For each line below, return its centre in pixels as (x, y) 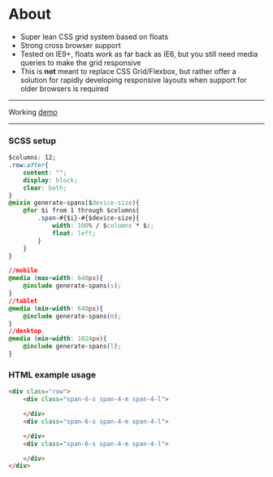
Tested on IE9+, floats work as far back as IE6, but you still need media (139, 54)
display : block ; (51, 180)
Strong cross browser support (70, 45)
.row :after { (28, 165)
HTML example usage (52, 374)
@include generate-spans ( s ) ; (72, 286)
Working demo (33, 112)
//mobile (23, 271)
